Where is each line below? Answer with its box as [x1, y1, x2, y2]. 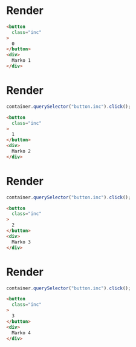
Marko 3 [11, 239, 31, 245]
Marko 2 [11, 148, 31, 154]
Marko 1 [11, 58, 31, 64]
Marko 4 [11, 329, 31, 336]
